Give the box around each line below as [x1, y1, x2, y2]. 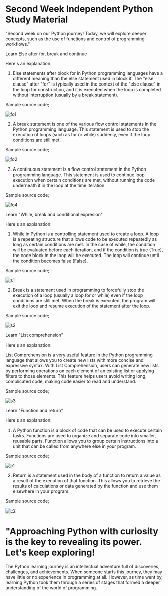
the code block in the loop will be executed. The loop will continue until [12, 252, 159, 258]
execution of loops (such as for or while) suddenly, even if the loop [12, 131, 151, 137]
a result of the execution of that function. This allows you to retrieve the [12, 477, 160, 483]
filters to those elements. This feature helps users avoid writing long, [5, 373, 147, 379]
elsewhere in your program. [12, 488, 70, 494]
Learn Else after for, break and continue [5, 51, 87, 57]
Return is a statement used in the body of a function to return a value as [12, 472, 161, 478]
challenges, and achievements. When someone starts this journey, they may [5, 569, 163, 575]
